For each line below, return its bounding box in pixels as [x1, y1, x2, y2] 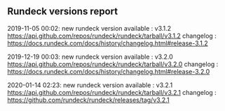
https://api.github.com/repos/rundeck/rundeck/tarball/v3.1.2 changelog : [7, 31, 217, 40]
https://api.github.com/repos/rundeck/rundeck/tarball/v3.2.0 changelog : [7, 59, 219, 68]
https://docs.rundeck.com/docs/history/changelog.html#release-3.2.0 [7, 67, 210, 75]
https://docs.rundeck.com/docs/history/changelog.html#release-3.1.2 [7, 38, 208, 47]
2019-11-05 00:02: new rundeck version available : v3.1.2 [7, 24, 172, 32]
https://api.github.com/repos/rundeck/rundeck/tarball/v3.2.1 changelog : [7, 88, 217, 96]
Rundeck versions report [7, 6, 118, 17]
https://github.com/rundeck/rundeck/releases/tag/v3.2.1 [7, 96, 170, 104]
